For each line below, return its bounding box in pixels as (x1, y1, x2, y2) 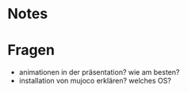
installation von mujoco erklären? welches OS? (18, 76, 171, 86)
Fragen (7, 41, 55, 60)
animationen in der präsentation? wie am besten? (18, 68, 180, 77)
